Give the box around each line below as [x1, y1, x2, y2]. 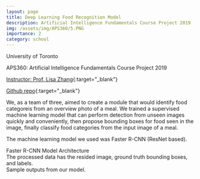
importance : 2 [6, 31, 42, 37]
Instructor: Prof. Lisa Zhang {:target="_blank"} [6, 76, 118, 83]
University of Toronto [6, 53, 59, 59]
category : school [6, 36, 50, 42]
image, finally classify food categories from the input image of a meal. [6, 124, 179, 131]
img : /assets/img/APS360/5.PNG [6, 25, 84, 32]
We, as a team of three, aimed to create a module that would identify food [6, 99, 187, 106]
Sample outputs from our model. [6, 166, 86, 173]
